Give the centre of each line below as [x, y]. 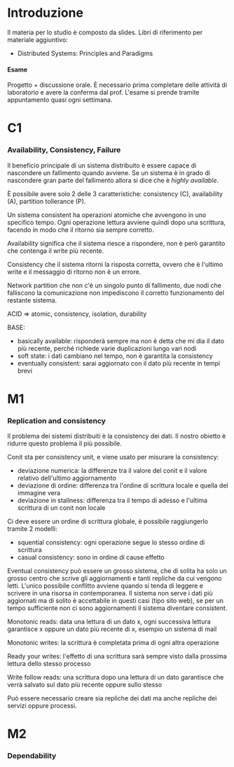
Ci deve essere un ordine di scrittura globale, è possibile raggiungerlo [108, 521]
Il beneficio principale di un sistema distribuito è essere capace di [102, 165]
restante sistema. [32, 300]
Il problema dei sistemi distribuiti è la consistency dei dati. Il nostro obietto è [117, 436]
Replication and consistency [57, 420]
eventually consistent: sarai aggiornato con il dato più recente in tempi [119, 363]
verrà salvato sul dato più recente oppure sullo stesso [85, 685]
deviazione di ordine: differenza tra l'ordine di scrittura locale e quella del [123, 485]
